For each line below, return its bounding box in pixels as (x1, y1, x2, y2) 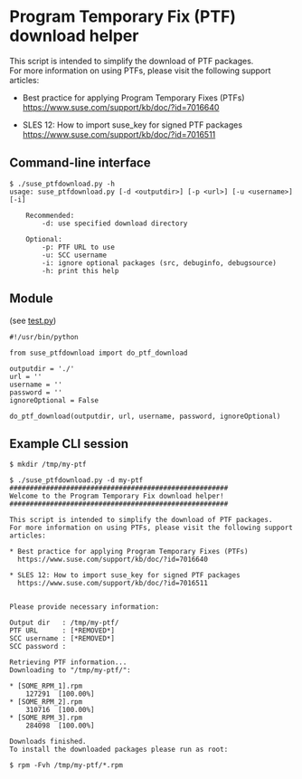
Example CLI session (9, 436, 129, 451)
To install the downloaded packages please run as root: (9, 745, 229, 755)
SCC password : (9, 642, 67, 651)
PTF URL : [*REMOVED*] (9, 626, 116, 635)
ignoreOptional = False (9, 395, 99, 404)
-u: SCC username (42, 251, 107, 260)
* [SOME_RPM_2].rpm (9, 698, 83, 707)
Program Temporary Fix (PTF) (9, 6, 237, 27)
